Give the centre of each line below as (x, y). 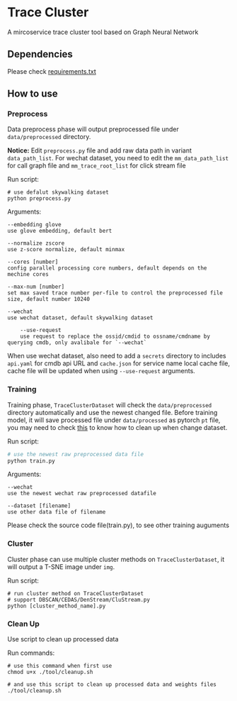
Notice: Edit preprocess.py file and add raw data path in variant (100, 150)
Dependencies (40, 54)
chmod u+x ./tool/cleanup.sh (50, 672)
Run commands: (31, 653)
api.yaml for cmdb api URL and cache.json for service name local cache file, (119, 363)
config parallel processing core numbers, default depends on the (107, 268)
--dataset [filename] (39, 506)
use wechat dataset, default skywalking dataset (80, 318)
